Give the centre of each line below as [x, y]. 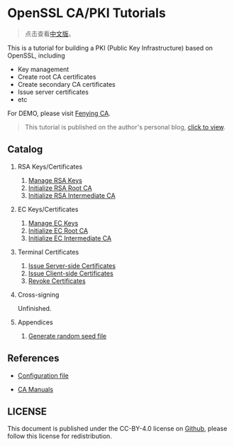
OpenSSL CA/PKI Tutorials [87, 13]
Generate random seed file [67, 336]
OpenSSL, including [36, 55]
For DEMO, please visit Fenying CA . [59, 113]
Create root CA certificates [57, 77]
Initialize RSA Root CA [60, 188]
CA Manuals [35, 389]
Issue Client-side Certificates [71, 273]
